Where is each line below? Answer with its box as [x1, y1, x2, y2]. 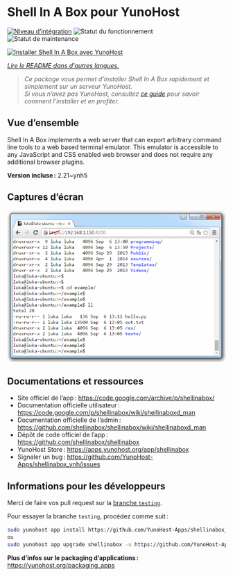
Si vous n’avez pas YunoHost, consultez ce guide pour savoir [24, 90, 200, 98]
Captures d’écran [7, 192, 84, 203]
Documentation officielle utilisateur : [17, 401, 120, 409]
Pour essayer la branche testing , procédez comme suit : [7, 512, 169, 520]
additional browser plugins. [7, 158, 85, 166]
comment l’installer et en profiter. [24, 96, 119, 105]
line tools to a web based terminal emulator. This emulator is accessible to [7, 143, 218, 151]
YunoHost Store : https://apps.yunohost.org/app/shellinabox [17, 446, 189, 454]
